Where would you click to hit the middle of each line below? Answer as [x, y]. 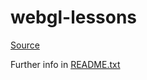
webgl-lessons [74, 17]
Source [25, 45]
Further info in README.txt [65, 64]
